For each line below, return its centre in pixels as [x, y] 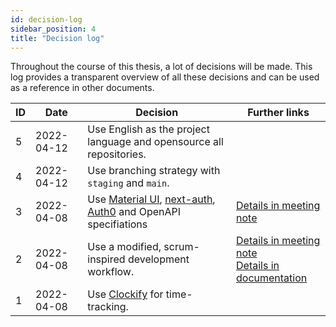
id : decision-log [46, 19]
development [158, 259]
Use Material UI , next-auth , [151, 199]
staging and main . [128, 183]
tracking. [108, 307]
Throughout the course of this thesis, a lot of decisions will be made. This [161, 67]
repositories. [117, 154]
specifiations [117, 224]
